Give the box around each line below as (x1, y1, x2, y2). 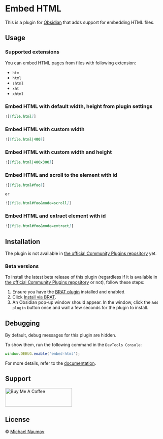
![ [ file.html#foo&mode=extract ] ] (5, 224, 74, 229)
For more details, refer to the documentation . (5, 360, 96, 366)
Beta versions (5, 263, 39, 270)
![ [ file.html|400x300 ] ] (5, 160, 54, 165)
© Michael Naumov (5, 429, 45, 435)
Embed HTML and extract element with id (5, 212, 106, 219)
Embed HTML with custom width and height (5, 148, 112, 155)
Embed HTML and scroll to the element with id (5, 172, 117, 179)
